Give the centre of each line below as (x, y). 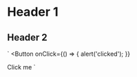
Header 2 (28, 37)
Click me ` (21, 67)
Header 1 (33, 12)
